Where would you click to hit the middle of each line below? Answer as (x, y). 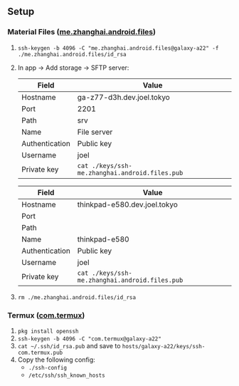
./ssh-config (48, 367)
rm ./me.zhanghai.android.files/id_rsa (77, 297)
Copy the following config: (57, 360)
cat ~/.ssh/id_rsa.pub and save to (69, 345)
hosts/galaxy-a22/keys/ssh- (164, 346)
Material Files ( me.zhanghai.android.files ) (82, 32)
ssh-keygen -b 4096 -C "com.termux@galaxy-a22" (89, 339)
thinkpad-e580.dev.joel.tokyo (127, 204)
